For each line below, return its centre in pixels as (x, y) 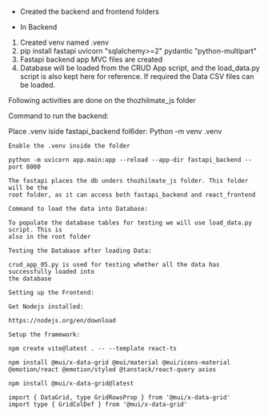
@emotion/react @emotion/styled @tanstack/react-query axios (112, 370)
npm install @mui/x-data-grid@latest (71, 383)
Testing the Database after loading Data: (80, 251)
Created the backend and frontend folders (90, 12)
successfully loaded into (51, 271)
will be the (28, 188)
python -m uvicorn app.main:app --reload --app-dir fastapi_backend (125, 160)
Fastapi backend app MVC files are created (91, 59)
